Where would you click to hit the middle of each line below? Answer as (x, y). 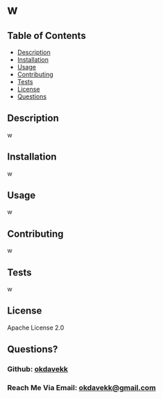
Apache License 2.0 (36, 328)
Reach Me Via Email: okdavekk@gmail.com (81, 388)
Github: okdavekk (37, 369)
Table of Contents (47, 36)
